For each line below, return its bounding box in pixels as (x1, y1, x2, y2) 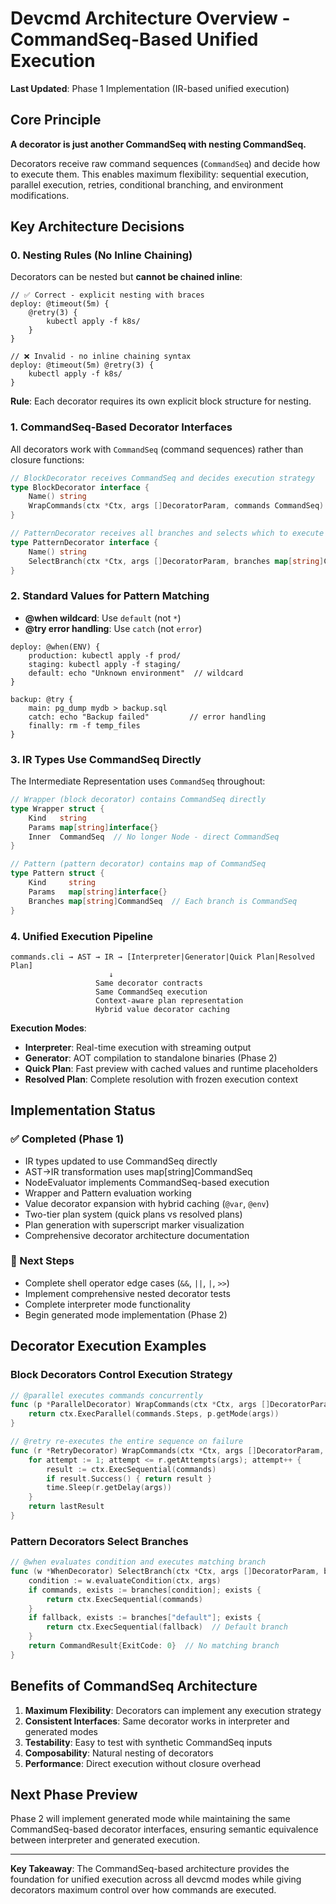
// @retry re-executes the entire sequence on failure (10, 1437, 244, 1447)
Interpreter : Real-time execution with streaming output (24, 1041, 252, 1053)
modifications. (10, 189, 70, 201)
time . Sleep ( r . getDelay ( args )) (46, 1483, 172, 1493)
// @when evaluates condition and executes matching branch (10, 1557, 267, 1567)
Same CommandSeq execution (95, 987, 208, 997)
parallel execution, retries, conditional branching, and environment (10, 178, 284, 191)
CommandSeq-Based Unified (10, 28, 259, 51)
